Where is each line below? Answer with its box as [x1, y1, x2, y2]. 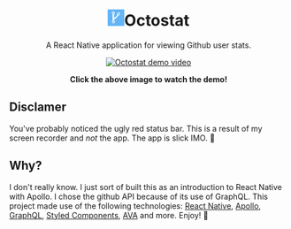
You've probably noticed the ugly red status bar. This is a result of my [9, 123, 263, 134]
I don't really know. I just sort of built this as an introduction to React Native [9, 181, 283, 192]
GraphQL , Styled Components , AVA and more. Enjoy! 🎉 [9, 210, 209, 220]
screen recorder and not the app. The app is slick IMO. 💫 [9, 133, 215, 143]
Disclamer [9, 100, 67, 115]
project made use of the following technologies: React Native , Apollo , [9, 200, 262, 211]
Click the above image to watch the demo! [69, 73, 228, 84]
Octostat [124, 11, 190, 31]
